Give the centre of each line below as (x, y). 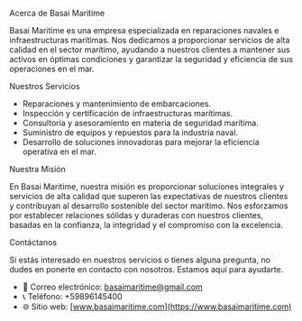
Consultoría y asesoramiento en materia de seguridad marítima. (140, 123)
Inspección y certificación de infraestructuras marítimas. (128, 113)
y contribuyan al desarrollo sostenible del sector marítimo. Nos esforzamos (149, 206)
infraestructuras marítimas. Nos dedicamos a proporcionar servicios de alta (150, 40)
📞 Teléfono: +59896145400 (73, 296)
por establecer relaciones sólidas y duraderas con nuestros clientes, (137, 215)
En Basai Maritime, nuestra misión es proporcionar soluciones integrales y (147, 187)
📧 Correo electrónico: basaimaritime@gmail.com (112, 287)
